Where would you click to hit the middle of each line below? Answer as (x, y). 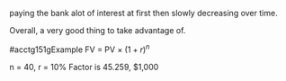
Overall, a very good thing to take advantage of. (98, 30)
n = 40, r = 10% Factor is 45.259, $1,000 (84, 67)
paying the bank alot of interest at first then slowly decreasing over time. (143, 13)
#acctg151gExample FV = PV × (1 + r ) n (80, 49)
